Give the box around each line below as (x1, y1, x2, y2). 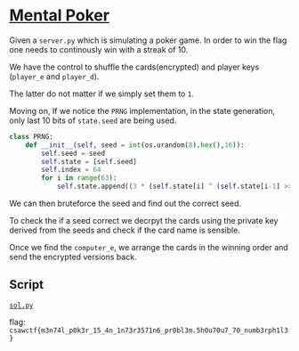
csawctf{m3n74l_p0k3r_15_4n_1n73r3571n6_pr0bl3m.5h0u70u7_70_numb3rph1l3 (9, 326, 289, 335)
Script (9, 277, 44, 292)
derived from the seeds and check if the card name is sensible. (9, 224, 240, 236)
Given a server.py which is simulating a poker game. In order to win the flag (9, 35, 287, 45)
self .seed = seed (41, 149, 105, 158)
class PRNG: (9, 132, 53, 141)
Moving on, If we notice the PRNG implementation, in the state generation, (9, 105, 276, 116)
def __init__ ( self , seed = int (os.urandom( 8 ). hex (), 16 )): (25, 140, 245, 150)
